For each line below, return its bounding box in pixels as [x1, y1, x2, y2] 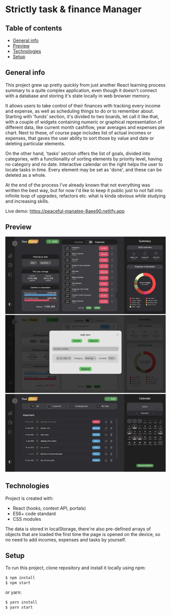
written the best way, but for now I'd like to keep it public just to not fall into [5, 187, 163, 193]
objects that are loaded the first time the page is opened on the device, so [5, 531, 160, 537]
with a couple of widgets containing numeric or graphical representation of [5, 119, 162, 125]
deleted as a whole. [5, 172, 47, 178]
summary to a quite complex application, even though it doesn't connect [5, 87, 157, 93]
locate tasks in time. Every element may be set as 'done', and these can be [5, 167, 162, 173]
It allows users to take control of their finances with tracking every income [5, 102, 161, 109]
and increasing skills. [5, 198, 49, 204]
